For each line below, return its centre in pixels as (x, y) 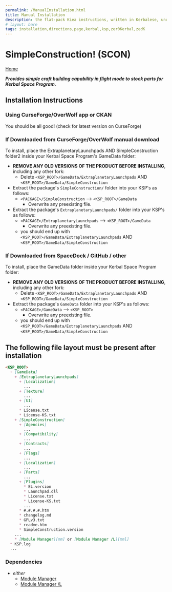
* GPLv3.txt (31, 520)
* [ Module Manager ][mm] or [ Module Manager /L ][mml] (72, 539)
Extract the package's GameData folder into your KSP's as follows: (81, 304)
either (19, 573)
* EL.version (38, 487)
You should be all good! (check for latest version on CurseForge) (73, 126)
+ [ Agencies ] (33, 425)
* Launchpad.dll (41, 491)
